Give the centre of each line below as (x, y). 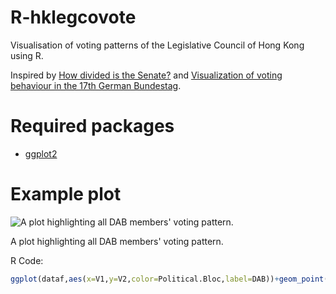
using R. (27, 55)
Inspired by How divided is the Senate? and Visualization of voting (146, 75)
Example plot (66, 194)
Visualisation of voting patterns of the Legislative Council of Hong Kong (157, 45)
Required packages (92, 126)
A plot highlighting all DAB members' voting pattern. (117, 241)
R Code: (27, 260)
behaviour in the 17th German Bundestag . (96, 85)
